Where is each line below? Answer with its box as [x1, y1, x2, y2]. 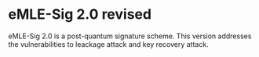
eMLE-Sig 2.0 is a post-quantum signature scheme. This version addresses [8, 31, 252, 41]
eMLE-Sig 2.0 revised [8, 5, 151, 23]
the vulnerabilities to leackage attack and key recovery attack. [8, 39, 210, 48]
